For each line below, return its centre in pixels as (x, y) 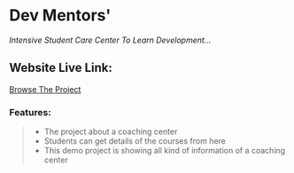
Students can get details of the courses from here (135, 141)
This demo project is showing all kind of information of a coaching (165, 151)
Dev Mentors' (60, 16)
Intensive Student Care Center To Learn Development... (110, 40)
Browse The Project (45, 89)
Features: (30, 112)
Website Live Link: (61, 68)
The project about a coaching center (111, 132)
